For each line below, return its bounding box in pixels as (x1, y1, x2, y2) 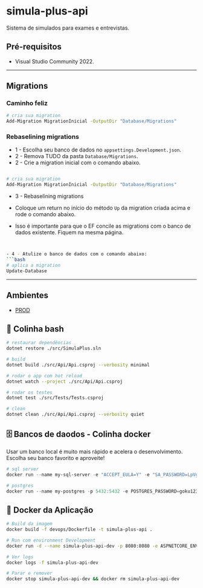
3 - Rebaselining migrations (14, 193, 84, 200)
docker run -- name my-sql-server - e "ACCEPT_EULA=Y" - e (6, 471, 150, 478)
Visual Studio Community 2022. (14, 57, 95, 65)
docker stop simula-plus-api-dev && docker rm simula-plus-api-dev (6, 576, 180, 582)
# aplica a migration (6, 262, 61, 268)
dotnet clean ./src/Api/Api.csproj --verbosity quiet (6, 412, 145, 418)
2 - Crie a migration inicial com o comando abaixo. (14, 159, 141, 167)
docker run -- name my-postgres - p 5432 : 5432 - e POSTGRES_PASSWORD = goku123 (6, 488, 199, 494)
